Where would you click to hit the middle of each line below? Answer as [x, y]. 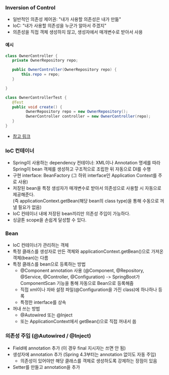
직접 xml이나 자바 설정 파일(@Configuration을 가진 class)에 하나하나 [89, 290]
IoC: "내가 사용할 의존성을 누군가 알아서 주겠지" [59, 26]
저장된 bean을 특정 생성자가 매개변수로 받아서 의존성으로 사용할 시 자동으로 [87, 188]
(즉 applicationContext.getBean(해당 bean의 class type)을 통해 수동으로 [86, 201]
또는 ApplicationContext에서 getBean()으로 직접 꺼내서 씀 [78, 322]
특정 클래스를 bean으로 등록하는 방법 [49, 264]
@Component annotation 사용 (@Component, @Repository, [82, 271]
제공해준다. [24, 194]
